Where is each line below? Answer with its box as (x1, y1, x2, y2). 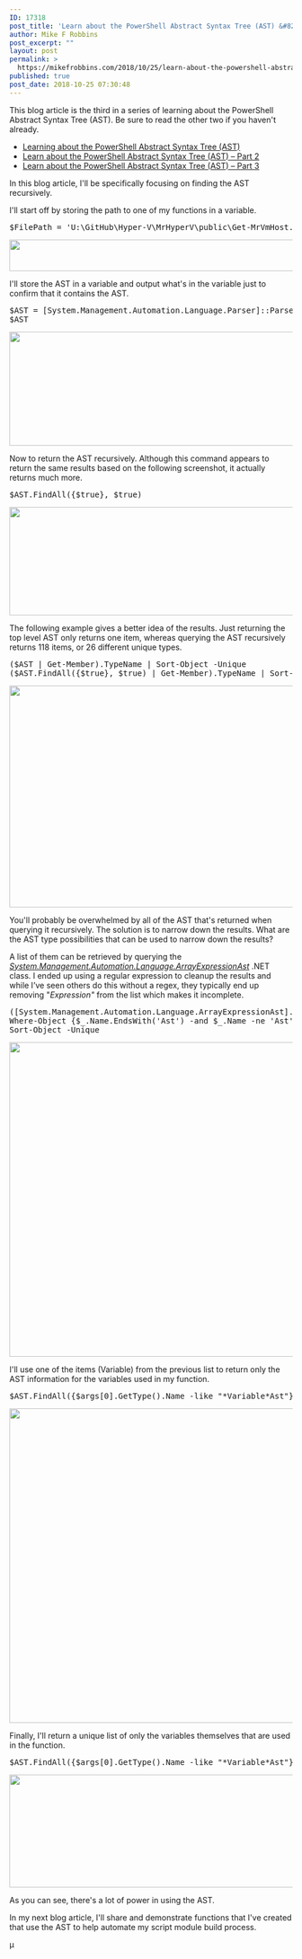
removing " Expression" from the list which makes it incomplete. (9, 989, 244, 1000)
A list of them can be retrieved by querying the (9, 951, 182, 962)
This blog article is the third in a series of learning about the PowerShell (9, 104, 274, 115)
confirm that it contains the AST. (9, 288, 129, 298)
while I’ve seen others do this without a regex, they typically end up (9, 979, 259, 990)
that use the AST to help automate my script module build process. (9, 1921, 257, 1932)
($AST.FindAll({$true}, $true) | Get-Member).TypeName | (9, 668, 266, 678)
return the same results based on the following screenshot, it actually (9, 462, 266, 473)
